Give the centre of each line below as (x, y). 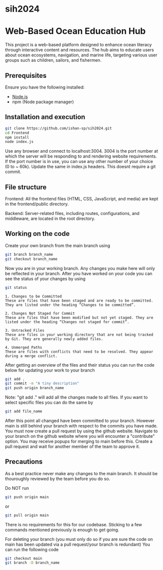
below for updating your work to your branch (50, 370)
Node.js (20, 96)
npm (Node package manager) (43, 102)
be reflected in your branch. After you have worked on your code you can (79, 273)
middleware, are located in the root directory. (50, 219)
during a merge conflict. (31, 356)
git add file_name (24, 411)
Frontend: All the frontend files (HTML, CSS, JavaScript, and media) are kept (82, 199)
